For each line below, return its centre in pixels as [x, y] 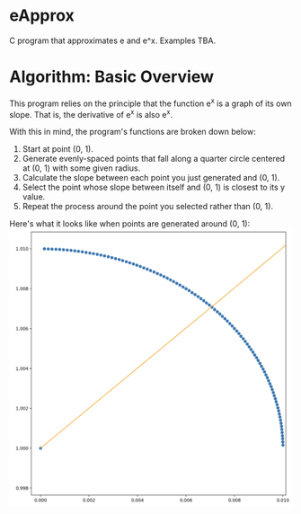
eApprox [42, 16]
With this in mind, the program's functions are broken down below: [133, 132]
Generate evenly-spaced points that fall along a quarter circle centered [154, 159]
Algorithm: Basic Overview [111, 77]
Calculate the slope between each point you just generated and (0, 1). [151, 178]
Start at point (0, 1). [58, 149]
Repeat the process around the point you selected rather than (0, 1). [148, 207]
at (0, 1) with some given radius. [81, 168]
